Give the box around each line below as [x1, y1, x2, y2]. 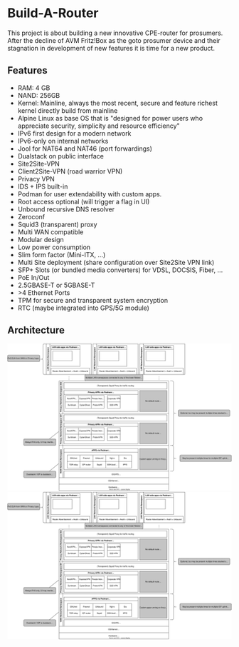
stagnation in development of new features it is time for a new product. [7, 44, 216, 52]
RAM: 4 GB [17, 84, 51, 92]
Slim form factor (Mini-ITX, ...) [17, 250, 106, 259]
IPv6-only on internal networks [17, 136, 109, 145]
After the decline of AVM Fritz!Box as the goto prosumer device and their [7, 36, 221, 44]
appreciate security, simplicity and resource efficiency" [17, 121, 180, 130]
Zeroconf [17, 212, 46, 221]
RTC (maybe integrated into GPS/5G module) [17, 304, 149, 312]
